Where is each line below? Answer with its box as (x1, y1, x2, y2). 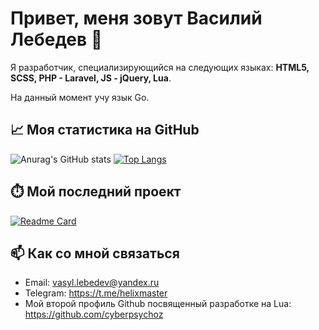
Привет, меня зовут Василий (10, 7, 263, 30)
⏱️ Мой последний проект (10, 183, 182, 201)
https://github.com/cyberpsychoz (24, 308, 164, 321)
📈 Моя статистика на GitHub (10, 122, 200, 139)
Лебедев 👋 (10, 28, 103, 51)
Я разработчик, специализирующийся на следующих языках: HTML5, (10, 61, 310, 73)
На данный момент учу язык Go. (10, 91, 150, 103)
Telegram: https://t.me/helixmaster (24, 287, 168, 299)
